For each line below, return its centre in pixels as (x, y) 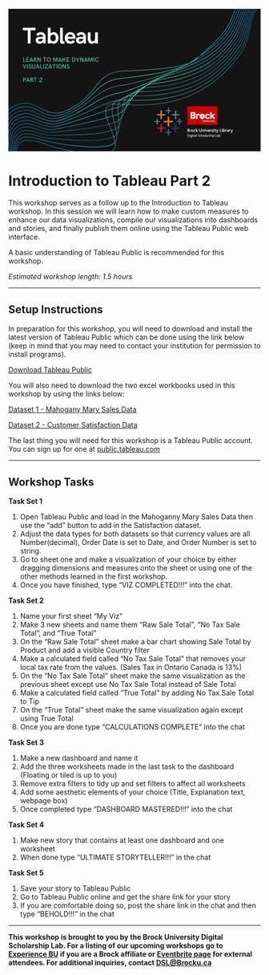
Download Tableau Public (50, 370)
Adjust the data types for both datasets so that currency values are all (135, 534)
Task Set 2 (26, 601)
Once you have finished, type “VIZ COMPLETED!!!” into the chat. (126, 585)
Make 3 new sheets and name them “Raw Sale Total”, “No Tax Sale (130, 625)
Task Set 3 (26, 742)
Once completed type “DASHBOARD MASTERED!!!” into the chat (126, 809)
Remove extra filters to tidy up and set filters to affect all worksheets (132, 784)
